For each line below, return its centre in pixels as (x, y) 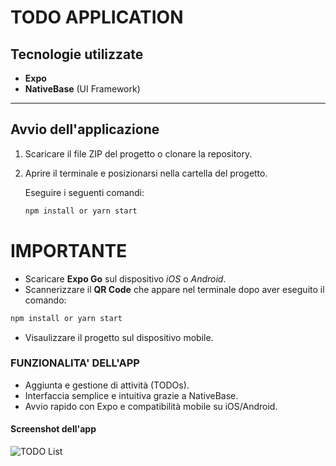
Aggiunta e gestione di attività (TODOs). (107, 385)
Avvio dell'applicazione (85, 129)
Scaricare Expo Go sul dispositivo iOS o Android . (125, 278)
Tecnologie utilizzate (77, 54)
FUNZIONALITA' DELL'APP (75, 363)
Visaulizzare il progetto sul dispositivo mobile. (119, 337)
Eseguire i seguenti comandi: (84, 192)
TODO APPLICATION (97, 17)
